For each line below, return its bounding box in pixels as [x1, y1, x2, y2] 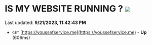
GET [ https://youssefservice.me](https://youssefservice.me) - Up [12, 29, 147, 35]
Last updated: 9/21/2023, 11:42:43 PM [5, 19, 86, 25]
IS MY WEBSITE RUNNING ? [5, 3, 124, 14]
